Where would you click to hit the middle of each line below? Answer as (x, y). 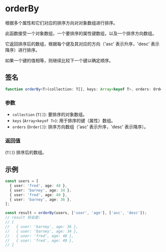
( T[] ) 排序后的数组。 (26, 152)
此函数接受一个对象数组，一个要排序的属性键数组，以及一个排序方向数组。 (81, 33)
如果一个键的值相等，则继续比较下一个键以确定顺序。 (59, 60)
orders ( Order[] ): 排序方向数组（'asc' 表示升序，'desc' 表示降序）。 (80, 127)
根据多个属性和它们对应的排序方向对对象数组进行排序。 (61, 23)
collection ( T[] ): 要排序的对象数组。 (50, 114)
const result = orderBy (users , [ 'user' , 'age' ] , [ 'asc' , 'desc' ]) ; (76, 213)
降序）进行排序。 (22, 50)
